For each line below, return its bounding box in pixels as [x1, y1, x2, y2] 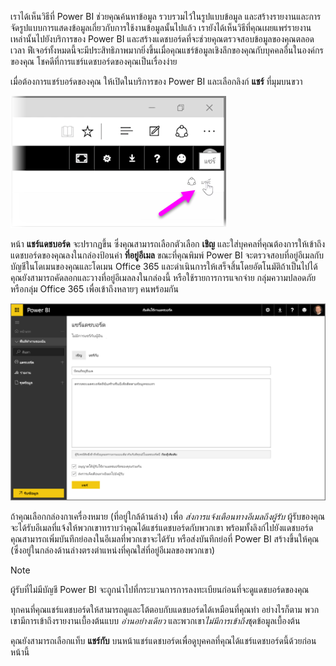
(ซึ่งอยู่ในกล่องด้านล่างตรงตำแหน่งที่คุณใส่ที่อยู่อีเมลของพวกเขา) [10, 544, 216, 556]
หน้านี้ [10, 646, 30, 658]
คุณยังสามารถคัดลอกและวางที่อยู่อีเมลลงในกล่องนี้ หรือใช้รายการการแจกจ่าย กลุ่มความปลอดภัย [10, 272, 317, 283]
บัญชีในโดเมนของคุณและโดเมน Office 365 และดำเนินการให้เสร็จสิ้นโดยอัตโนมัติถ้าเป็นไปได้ [10, 261, 318, 272]
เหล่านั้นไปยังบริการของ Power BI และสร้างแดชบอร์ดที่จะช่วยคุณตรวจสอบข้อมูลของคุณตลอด [10, 33, 315, 45]
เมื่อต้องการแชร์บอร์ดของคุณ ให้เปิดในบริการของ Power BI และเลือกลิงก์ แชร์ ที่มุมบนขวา [10, 76, 303, 87]
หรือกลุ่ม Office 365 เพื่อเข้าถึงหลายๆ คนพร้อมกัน [10, 283, 179, 295]
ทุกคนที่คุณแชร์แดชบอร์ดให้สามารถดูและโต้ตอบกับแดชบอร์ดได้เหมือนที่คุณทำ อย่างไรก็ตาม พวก [10, 604, 320, 616]
